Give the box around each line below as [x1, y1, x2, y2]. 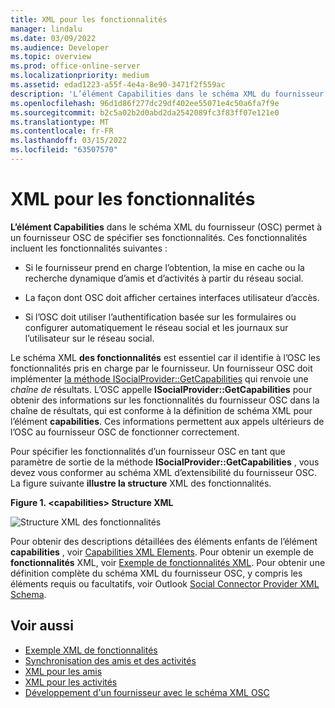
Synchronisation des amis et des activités [24, 654, 197, 666]
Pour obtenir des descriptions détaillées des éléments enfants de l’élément [10, 535, 318, 547]
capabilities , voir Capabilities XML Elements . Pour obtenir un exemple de [10, 546, 314, 558]
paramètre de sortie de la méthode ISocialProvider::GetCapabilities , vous [10, 456, 320, 468]
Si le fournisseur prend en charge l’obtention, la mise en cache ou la [24, 261, 305, 273]
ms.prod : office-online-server [10, 61, 141, 71]
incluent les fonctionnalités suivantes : [10, 242, 168, 254]
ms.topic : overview [10, 52, 92, 62]
